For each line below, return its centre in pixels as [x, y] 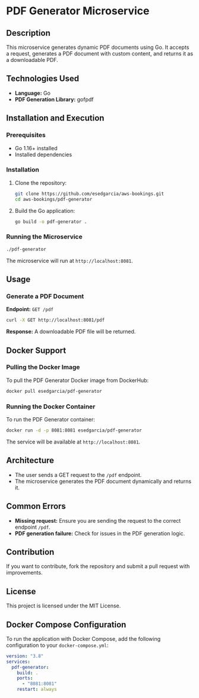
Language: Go [32, 93]
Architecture [30, 460]
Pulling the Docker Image [43, 367]
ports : [25, 678]
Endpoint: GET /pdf [30, 309]
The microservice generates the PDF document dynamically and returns [103, 481]
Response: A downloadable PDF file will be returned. [71, 331]
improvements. [24, 573]
